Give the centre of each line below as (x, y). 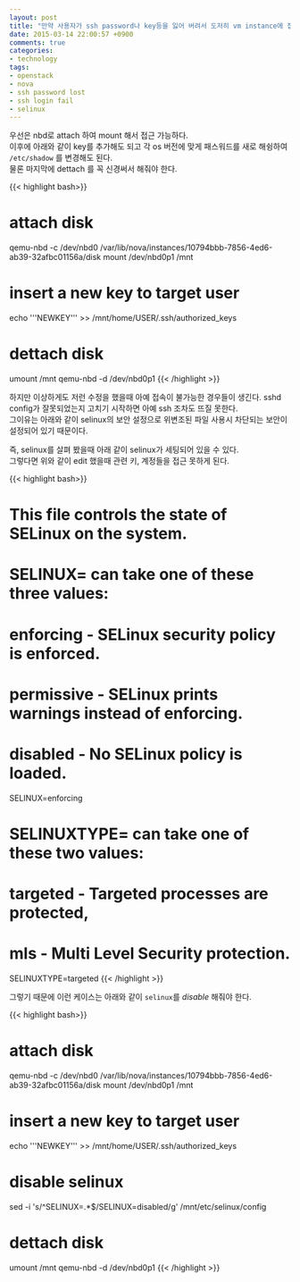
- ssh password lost (48, 92)
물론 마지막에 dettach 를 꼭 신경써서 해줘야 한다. (93, 169)
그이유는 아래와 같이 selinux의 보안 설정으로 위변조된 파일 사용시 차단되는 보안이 (149, 420)
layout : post (33, 17)
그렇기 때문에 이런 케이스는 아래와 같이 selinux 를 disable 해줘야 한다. (130, 997)
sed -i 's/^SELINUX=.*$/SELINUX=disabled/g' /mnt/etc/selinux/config (138, 1206)
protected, (49, 913)
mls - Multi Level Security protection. (150, 954)
